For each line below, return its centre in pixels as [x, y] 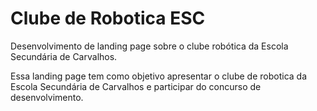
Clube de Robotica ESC [108, 18]
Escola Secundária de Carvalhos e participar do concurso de [136, 86]
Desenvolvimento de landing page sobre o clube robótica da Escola [149, 46]
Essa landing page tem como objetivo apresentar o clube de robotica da [158, 76]
